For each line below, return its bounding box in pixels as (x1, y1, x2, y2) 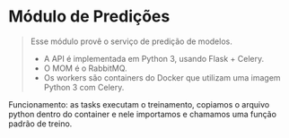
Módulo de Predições (8, 6, 171, 27)
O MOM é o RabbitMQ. (43, 63, 127, 73)
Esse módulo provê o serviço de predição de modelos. (30, 36, 232, 47)
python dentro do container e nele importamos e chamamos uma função (8, 108, 277, 119)
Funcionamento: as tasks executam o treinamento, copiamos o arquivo (8, 99, 270, 109)
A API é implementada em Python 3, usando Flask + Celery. (43, 53, 265, 64)
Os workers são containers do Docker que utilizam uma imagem (43, 72, 281, 82)
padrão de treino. (8, 118, 73, 129)
